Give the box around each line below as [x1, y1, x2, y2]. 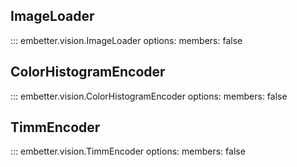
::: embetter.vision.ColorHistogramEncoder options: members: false [10, 90, 288, 102]
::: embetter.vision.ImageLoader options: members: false [10, 34, 243, 46]
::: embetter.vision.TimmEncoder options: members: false [10, 145, 246, 158]
